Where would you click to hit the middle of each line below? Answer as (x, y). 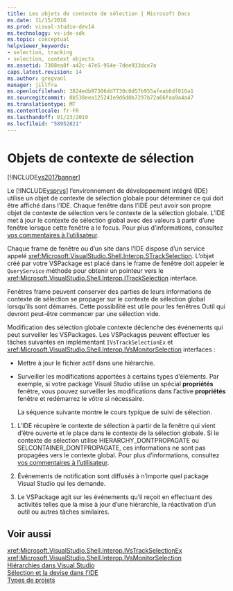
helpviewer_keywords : (38, 46)
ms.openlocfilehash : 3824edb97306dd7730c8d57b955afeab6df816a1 (101, 91)
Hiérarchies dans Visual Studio (51, 565)
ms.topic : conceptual (38, 40)
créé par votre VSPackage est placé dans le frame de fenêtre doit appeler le (116, 263)
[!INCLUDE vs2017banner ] (44, 178)
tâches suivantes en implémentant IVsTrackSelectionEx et (90, 342)
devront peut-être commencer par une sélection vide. (84, 314)
